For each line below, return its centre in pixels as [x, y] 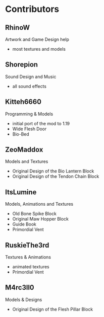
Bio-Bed [21, 134]
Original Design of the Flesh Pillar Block [52, 309]
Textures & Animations [28, 257]
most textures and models [39, 49]
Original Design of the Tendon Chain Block [56, 176]
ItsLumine [21, 192]
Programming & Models [29, 114]
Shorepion [22, 65]
